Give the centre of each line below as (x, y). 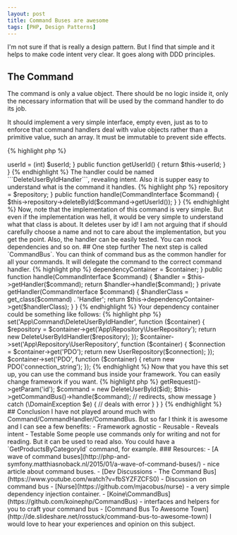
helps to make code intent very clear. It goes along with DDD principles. (111, 54)
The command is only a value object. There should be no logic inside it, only (118, 94)
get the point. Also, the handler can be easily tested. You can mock (105, 240)
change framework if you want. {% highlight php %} (83, 382)
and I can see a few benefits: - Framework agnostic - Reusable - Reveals (113, 426)
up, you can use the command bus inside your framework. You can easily (114, 374)
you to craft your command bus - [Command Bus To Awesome (98, 509)
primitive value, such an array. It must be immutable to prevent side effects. (117, 137)
